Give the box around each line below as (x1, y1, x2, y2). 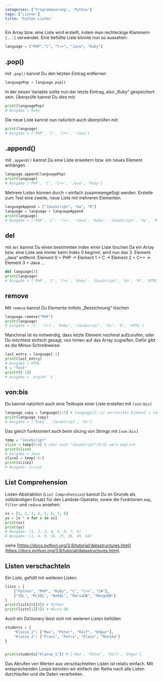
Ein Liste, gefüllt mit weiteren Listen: (5, 575, 78, 581)
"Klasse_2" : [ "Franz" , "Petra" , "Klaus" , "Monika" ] (14, 634, 120, 639)
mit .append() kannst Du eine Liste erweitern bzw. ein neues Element (5, 157, 143, 163)
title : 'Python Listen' (5, 16, 53, 21)
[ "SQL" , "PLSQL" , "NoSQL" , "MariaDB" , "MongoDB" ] (14, 593, 116, 598)
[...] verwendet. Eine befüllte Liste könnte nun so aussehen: (5, 35, 128, 40)
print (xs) (5, 520, 25, 525)
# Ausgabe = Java (5, 451, 40, 456)
